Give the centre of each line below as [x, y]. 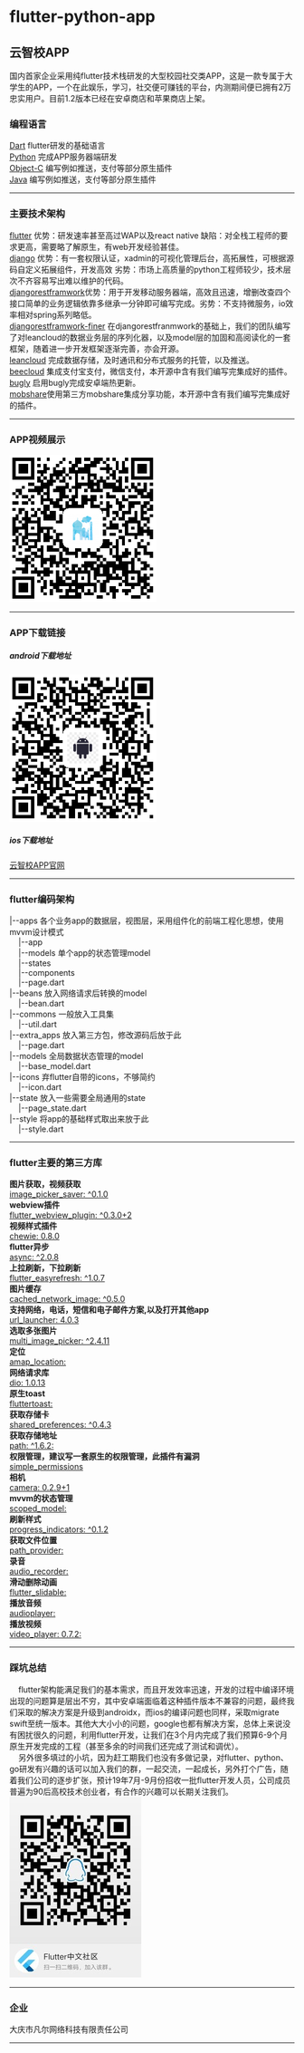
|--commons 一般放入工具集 [62, 1014]
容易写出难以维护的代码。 [81, 280]
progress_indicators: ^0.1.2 [59, 1529]
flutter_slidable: [38, 1593]
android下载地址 [40, 656]
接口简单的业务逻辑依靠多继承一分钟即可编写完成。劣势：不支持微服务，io [147, 303]
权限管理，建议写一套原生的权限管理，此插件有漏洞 [104, 1457]
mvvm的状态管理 [42, 1499]
